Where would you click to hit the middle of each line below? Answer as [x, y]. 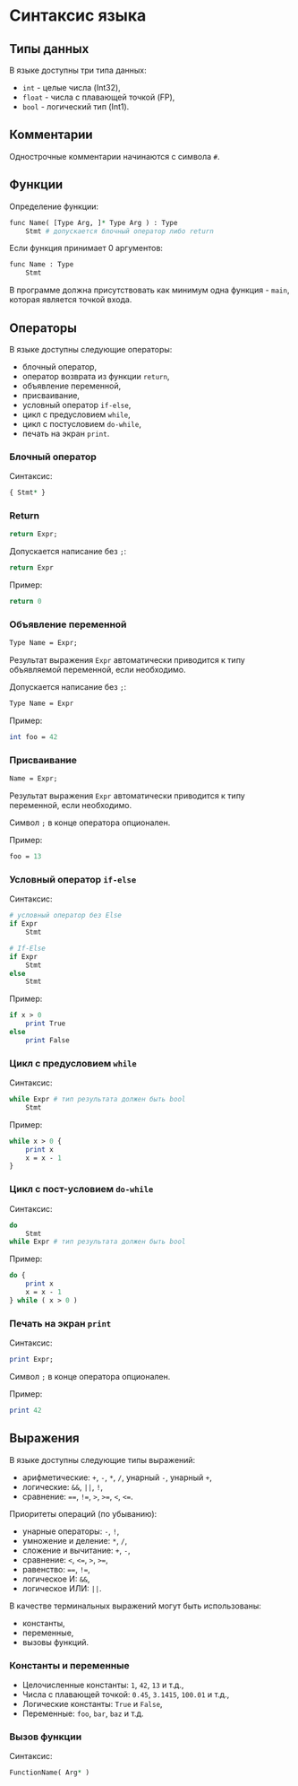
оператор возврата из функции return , [96, 376]
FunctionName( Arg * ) [50, 1773]
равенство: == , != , [56, 1569]
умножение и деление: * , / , [75, 1540]
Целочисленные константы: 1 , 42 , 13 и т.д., [103, 1685]
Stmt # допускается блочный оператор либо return [120, 231]
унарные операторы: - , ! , [71, 1531]
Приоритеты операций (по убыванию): [83, 1513]
